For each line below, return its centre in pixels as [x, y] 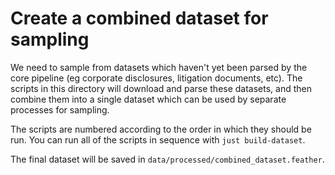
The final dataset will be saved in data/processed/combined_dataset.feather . [167, 159]
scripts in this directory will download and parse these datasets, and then [161, 88]
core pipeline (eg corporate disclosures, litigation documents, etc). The [156, 78]
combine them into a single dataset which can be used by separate [148, 99]
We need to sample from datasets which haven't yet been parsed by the [159, 67]
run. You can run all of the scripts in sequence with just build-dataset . [158, 139]
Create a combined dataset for [139, 18]
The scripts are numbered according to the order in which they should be [161, 129]
